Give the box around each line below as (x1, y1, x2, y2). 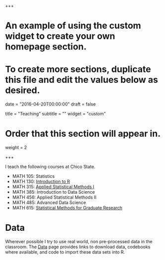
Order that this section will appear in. (5, 128, 161, 139)
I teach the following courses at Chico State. (5, 164, 96, 170)
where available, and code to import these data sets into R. (5, 249, 125, 255)
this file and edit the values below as (5, 74, 159, 86)
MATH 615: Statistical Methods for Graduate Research (12, 205, 123, 211)
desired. (5, 85, 40, 96)
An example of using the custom (5, 20, 141, 31)
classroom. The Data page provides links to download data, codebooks (5, 244, 151, 250)
